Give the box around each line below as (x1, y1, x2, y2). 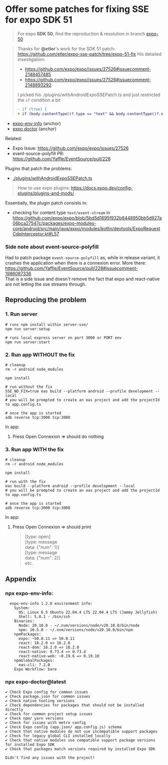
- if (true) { (17, 107, 47, 112)
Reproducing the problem (5, 296, 86, 304)
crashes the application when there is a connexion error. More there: (5, 260, 146, 266)
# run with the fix (5, 479, 46, 484)
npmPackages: (14, 631, 41, 636)
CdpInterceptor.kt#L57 (12, 231, 59, 237)
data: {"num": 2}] (24, 555, 60, 561)
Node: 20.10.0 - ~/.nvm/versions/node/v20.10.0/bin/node (18, 623, 140, 628)
